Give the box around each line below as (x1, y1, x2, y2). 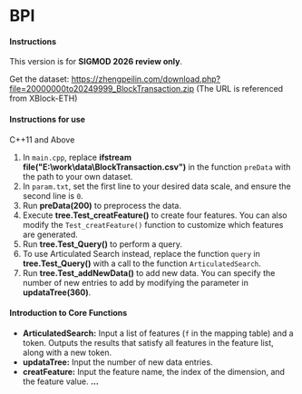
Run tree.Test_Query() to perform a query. (22, 238, 183, 250)
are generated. (22, 229, 79, 240)
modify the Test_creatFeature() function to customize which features (22, 219, 284, 230)
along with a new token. (22, 347, 112, 358)
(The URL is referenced (196, 84, 284, 94)
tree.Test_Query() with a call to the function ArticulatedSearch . (22, 258, 261, 269)
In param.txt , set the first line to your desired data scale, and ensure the (22, 181, 292, 192)
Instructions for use (9, 113, 86, 124)
